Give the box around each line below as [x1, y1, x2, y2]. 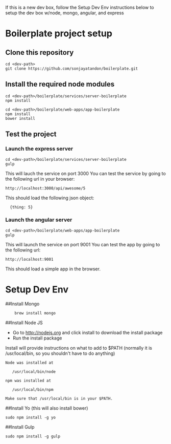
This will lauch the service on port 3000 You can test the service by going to [5, 170, 166, 176]
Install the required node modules [5, 80, 115, 89]
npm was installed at [5, 378, 52, 383]
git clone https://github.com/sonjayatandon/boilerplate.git [5, 66, 138, 71]
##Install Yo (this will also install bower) [5, 405, 88, 411]
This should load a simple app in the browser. [5, 266, 101, 272]
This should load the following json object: [5, 195, 94, 201]
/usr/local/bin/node [12, 369, 56, 374]
